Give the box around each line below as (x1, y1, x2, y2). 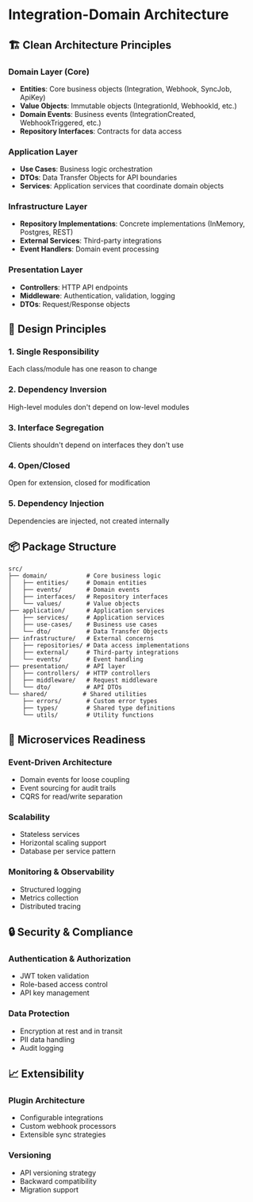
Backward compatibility (19, 1176, 98, 1186)
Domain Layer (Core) (8, 66, 90, 77)
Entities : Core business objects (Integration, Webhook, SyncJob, (19, 84, 232, 93)
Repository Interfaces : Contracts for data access (19, 126, 182, 136)
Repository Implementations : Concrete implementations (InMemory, (19, 219, 246, 228)
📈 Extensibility (8, 1068, 85, 1081)
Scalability (8, 811, 50, 823)
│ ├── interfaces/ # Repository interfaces (8, 593, 169, 601)
